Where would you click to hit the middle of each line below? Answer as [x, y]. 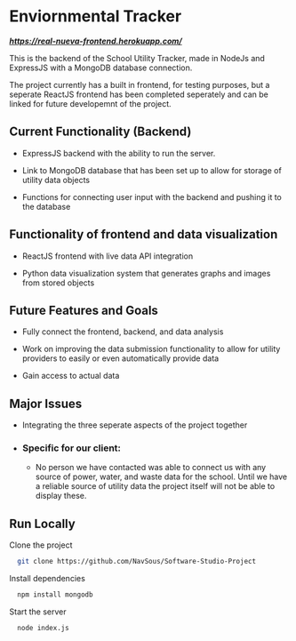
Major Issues [46, 403]
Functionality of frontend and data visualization [144, 234]
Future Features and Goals [84, 310]
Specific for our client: [72, 448]
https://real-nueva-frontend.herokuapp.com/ [96, 41]
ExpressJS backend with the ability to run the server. [119, 153]
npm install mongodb [55, 595]
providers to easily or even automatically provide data [120, 358]
